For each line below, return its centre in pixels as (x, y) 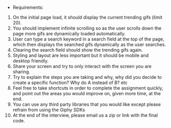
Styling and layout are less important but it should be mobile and (81, 55)
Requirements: (28, 7)
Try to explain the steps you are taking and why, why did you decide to (87, 77)
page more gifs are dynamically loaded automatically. (69, 34)
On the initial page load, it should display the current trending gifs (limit (88, 17)
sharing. (22, 72)
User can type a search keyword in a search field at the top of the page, (89, 39)
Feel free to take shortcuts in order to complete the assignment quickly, (88, 88)
